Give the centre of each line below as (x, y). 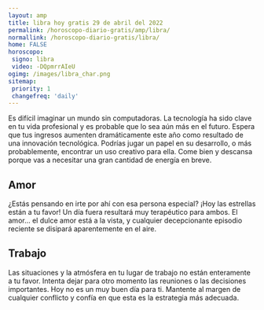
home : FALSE (27, 45)
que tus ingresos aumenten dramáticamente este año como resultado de (126, 135)
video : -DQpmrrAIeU (44, 67)
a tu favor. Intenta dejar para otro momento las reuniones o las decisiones (127, 281)
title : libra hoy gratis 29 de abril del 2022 (86, 23)
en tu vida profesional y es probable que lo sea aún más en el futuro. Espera (132, 127)
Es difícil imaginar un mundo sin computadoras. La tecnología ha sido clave (130, 118)
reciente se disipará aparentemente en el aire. (82, 229)
